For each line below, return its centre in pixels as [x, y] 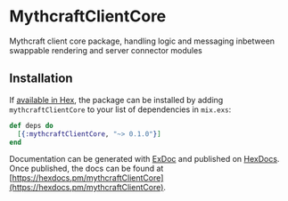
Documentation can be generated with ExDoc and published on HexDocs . [144, 159]
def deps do [31, 125]
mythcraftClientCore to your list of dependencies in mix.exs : [120, 109]
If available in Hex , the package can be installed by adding [116, 100]
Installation [41, 79]
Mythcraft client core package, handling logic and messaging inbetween [142, 41]
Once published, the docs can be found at [86, 169]
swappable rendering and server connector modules [106, 50]
